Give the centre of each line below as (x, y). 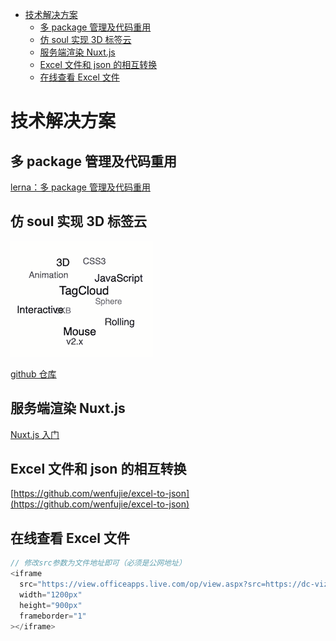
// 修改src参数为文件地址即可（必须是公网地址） (98, 563)
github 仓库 (33, 374)
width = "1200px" (51, 594)
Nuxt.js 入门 (35, 434)
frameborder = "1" (53, 616)
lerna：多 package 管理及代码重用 (80, 187)
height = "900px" (51, 605)
